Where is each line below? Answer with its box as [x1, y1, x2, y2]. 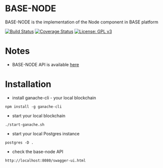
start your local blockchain [12, 112, 66, 118]
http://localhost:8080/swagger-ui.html [5, 158, 86, 163]
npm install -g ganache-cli [5, 104, 62, 109]
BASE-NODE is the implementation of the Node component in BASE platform [5, 19, 159, 25]
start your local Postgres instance [12, 131, 80, 136]
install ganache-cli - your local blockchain [12, 94, 96, 100]
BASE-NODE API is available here [12, 61, 79, 67]
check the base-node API [12, 149, 64, 154]
